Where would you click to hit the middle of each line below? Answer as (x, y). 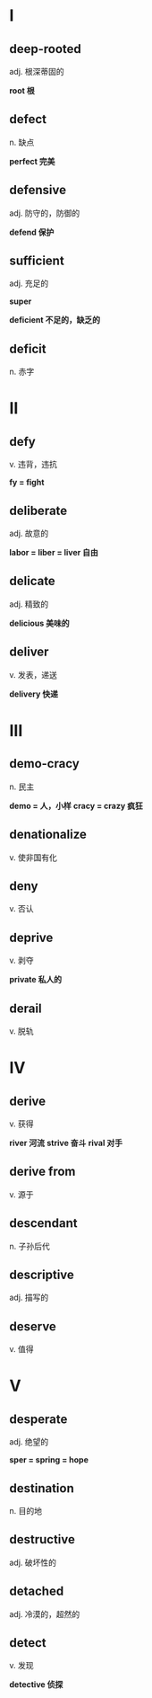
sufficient (37, 261)
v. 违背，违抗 (34, 465)
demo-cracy (45, 764)
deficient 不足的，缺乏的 (55, 320)
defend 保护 (32, 232)
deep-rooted (46, 49)
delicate (32, 581)
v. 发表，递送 (34, 674)
